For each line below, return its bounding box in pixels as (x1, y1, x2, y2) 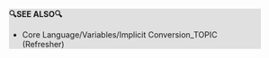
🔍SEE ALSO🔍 (9, 9, 63, 19)
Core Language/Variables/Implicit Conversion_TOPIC (22, 29, 218, 40)
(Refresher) (22, 39, 65, 49)
